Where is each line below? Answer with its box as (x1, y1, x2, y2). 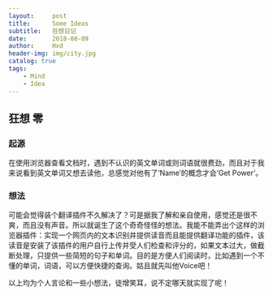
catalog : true (8, 58, 57, 66)
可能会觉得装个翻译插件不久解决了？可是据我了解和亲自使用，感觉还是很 (8, 210, 250, 220)
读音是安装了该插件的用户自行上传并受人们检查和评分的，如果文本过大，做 (8, 241, 258, 250)
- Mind (23, 72, 45, 80)
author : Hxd (8, 42, 63, 50)
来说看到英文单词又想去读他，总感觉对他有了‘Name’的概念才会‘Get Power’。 (8, 168, 263, 178)
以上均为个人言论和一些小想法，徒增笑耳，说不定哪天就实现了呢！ (8, 278, 229, 288)
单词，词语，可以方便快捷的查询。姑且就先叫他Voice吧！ (22, 261, 213, 271)
